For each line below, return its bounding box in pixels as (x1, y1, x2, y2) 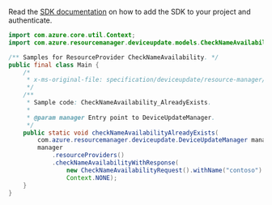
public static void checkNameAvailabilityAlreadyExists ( (23, 129, 219, 137)
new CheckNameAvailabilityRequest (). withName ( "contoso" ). (66, 166, 266, 174)
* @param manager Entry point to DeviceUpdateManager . (26, 113, 216, 122)
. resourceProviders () (51, 152, 125, 160)
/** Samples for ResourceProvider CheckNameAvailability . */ (8, 53, 219, 62)
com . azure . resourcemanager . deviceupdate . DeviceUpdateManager (37, 136, 249, 144)
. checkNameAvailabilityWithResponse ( (51, 159, 180, 167)
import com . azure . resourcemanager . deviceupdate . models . (8, 38, 201, 47)
